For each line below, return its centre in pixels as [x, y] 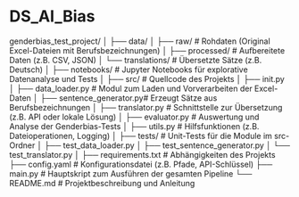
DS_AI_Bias [52, 16]
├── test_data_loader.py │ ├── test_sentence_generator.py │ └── [167, 145]
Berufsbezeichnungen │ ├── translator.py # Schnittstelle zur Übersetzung [146, 107]
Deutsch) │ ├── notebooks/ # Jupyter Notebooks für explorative [129, 70]
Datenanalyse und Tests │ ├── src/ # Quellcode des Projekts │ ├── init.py [147, 78]
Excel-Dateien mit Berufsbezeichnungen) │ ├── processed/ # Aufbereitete [147, 50]
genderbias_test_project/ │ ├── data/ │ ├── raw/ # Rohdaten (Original [140, 41]
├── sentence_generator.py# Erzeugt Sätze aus [129, 98]
